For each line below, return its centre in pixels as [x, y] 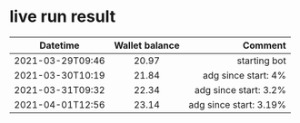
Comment [264, 45]
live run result [63, 17]
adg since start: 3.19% [237, 104]
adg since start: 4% [245, 75]
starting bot [261, 61]
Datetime [60, 45]
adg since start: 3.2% [240, 90]
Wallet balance [146, 45]
